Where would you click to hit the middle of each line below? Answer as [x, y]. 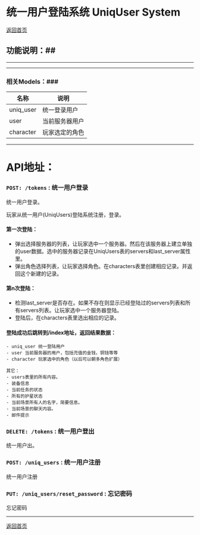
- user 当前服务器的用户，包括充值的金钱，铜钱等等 [62, 353]
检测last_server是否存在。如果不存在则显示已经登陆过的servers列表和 [100, 303]
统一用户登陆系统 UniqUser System [93, 12]
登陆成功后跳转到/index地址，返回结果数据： [61, 333]
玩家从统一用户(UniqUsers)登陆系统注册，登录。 [65, 214]
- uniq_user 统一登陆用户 [36, 347]
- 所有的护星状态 [24, 396]
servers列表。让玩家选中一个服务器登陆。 [71, 310]
